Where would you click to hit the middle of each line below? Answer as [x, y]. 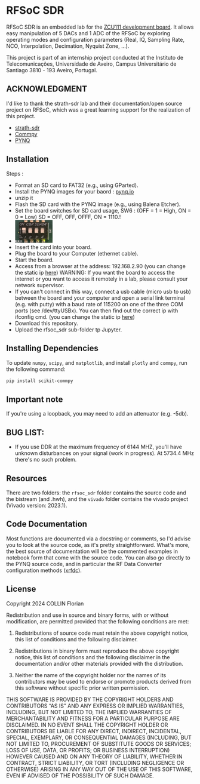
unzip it [24, 198]
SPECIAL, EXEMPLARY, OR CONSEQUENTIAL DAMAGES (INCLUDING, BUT [99, 737]
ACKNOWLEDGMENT [47, 89]
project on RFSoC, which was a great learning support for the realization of [99, 110]
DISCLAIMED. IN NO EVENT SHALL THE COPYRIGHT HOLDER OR [87, 725]
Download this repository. [47, 323]
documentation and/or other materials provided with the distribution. [99, 663]
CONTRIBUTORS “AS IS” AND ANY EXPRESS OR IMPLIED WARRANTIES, [95, 706]
